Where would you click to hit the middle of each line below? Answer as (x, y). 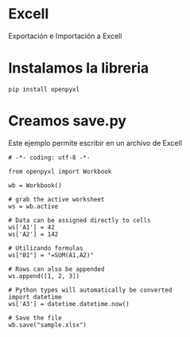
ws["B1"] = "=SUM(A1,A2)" (51, 255)
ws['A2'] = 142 (33, 234)
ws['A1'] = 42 (32, 227)
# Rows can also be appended (56, 269)
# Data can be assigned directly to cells (79, 220)
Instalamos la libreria (79, 68)
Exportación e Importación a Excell (65, 36)
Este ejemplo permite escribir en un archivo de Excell (95, 143)
